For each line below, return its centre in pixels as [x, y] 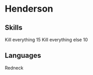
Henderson [29, 9]
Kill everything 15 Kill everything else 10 [46, 40]
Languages [23, 55]
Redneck [14, 68]
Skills [14, 28]
